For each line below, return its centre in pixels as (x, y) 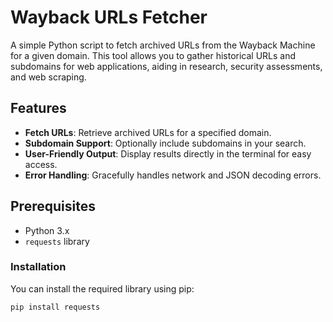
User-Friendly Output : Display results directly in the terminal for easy (168, 153)
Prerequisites (53, 206)
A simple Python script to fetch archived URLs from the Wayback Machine (163, 45)
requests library (57, 241)
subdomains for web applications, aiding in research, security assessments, (166, 66)
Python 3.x (47, 230)
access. (41, 164)
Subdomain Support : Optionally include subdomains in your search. (165, 143)
